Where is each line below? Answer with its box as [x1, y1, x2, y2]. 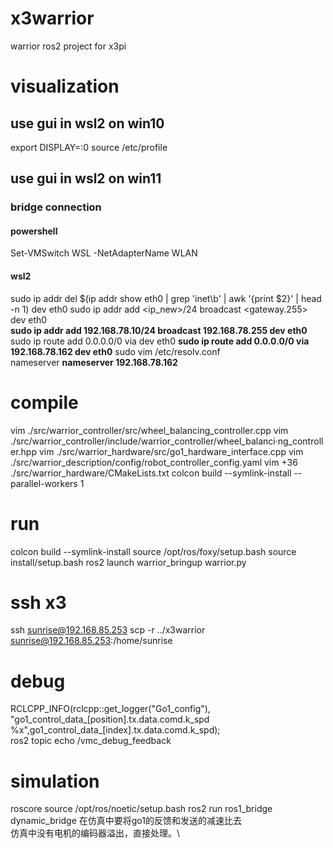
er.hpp [10, 445, 38, 457]
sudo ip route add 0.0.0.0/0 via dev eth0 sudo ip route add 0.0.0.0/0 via [10, 335, 310, 347]
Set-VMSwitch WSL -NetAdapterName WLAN [10, 247, 198, 259]
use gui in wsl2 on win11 [10, 170, 162, 187]
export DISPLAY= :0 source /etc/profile [10, 141, 168, 153]
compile [10, 391, 79, 414]
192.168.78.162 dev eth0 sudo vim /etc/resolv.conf [10, 345, 221, 357]
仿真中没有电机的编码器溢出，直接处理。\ [10, 827, 181, 839]
